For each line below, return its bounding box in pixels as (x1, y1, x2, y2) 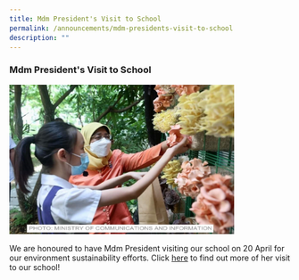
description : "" (9, 33, 70, 42)
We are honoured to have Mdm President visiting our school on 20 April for (9, 243, 285, 254)
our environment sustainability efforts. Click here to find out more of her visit (9, 252, 291, 263)
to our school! (9, 262, 61, 273)
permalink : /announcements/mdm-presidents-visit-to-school (9, 23, 234, 33)
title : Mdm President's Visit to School (9, 14, 162, 23)
